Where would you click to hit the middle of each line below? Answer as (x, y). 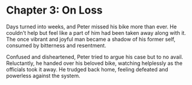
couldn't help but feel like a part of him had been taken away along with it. (96, 32)
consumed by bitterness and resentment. (56, 45)
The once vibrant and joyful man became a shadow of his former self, (91, 39)
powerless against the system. (43, 76)
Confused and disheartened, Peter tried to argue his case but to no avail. (95, 57)
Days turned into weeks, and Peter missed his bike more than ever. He (92, 27)
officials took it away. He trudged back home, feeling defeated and (87, 69)
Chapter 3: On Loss (54, 10)
